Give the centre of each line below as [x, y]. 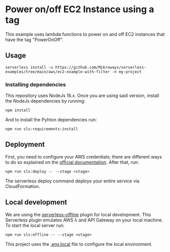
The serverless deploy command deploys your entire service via [72, 181]
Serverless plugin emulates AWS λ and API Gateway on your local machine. [84, 220]
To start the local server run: [35, 225]
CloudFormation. [23, 186]
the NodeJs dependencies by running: [45, 101]
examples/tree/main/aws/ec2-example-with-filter [58, 72]
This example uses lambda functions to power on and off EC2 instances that [85, 34]
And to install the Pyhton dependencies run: [51, 120]
